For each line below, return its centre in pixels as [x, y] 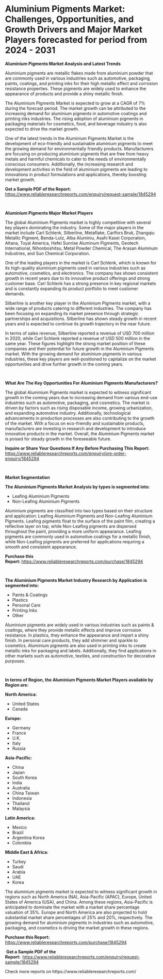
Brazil [18, 832]
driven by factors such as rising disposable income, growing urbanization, [79, 408]
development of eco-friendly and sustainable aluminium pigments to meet [79, 143]
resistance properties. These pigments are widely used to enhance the [76, 88]
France [19, 733]
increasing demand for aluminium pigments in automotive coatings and [76, 113]
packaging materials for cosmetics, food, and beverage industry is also [76, 124]
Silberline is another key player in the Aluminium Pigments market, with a [78, 303]
